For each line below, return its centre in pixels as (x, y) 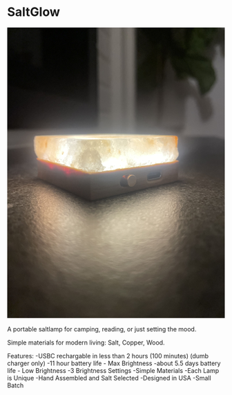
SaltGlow (34, 12)
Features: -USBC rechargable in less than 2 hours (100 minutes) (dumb (108, 356)
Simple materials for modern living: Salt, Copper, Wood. (86, 342)
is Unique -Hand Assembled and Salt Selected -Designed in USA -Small (109, 378)
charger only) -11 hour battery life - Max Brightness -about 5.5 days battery (114, 363)
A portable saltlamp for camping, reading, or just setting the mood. (102, 329)
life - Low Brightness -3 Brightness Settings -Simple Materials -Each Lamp (113, 370)
